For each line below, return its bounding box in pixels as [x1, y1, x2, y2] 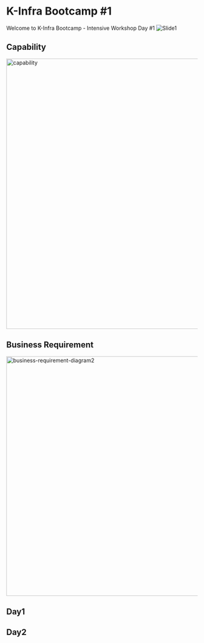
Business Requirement [6, 339, 94, 350]
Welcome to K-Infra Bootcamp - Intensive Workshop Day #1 [6, 24, 155, 32]
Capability [6, 42, 47, 52]
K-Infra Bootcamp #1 [6, 4, 112, 18]
